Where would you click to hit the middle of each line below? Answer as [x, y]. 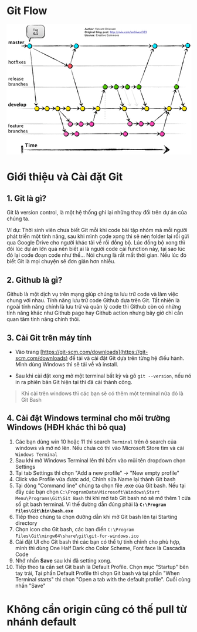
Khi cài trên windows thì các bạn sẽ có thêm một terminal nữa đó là [102, 393]
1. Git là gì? [27, 198]
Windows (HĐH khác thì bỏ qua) [67, 427]
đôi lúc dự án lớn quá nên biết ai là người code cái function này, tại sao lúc [96, 249]
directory [26, 523]
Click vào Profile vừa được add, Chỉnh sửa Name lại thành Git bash [95, 479]
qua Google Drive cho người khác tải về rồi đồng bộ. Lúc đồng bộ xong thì [96, 243]
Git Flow [27, 11]
